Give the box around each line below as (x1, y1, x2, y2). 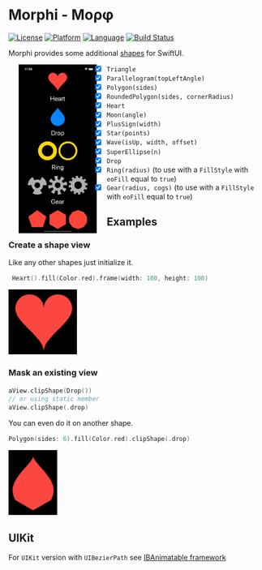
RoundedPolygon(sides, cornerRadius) (106, 93, 234, 101)
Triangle (106, 65, 136, 74)
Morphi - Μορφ (8, 6, 114, 24)
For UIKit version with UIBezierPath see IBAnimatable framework (8, 552, 226, 562)
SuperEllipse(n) (106, 148, 162, 156)
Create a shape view (8, 239, 91, 251)
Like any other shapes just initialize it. (8, 258, 134, 268)
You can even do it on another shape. (8, 418, 134, 428)
